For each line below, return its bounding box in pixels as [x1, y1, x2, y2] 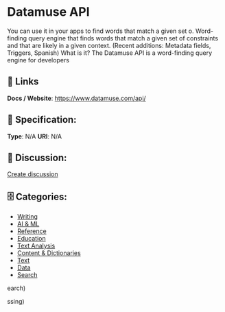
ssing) [7, 298, 25, 306]
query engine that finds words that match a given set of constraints [28, 34, 218, 42]
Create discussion [7, 170, 58, 178]
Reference [16, 227, 47, 235]
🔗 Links [7, 76, 39, 88]
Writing [16, 213, 38, 221]
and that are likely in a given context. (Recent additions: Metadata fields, [7, 41, 211, 49]
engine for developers [7, 56, 70, 64]
